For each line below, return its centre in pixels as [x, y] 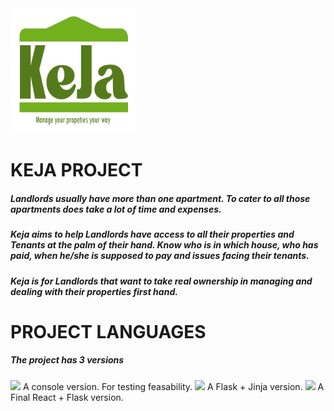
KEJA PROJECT [76, 170]
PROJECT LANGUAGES [108, 331]
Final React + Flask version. [67, 397]
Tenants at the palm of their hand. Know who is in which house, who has [164, 245]
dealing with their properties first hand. [94, 291]
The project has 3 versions [67, 360]
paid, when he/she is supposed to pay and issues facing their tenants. [160, 256]
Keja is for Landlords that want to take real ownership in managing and [161, 281]
